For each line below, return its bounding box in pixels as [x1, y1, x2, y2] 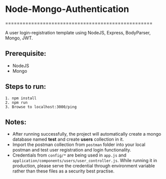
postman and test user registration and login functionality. [12, 147, 131, 153]
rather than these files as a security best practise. [12, 168, 115, 174]
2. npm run [5, 100, 28, 105]
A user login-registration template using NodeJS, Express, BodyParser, [5, 29, 151, 35]
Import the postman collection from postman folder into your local [12, 142, 146, 148]
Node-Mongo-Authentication [5, 3, 130, 15]
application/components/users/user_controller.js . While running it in [12, 158, 158, 164]
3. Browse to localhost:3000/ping [5, 104, 77, 109]
